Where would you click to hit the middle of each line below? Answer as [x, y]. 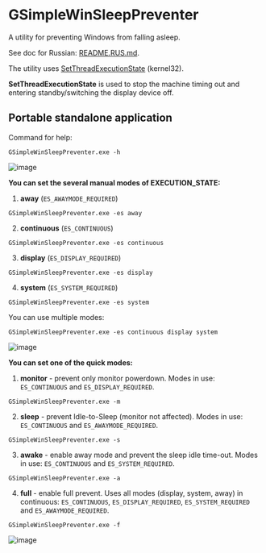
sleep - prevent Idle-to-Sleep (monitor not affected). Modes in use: [131, 416]
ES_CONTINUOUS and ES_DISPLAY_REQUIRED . [87, 387]
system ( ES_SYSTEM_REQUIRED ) [69, 287]
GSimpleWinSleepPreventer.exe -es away [75, 213]
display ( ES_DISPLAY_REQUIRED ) [71, 258]
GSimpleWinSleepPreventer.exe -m [64, 401]
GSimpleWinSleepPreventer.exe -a [64, 478]
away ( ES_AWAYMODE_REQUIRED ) [69, 198]
